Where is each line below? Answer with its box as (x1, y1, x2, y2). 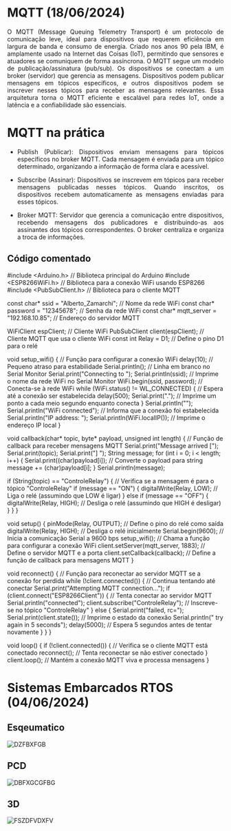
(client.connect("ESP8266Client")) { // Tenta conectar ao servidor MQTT (7, 591, 212, 600)
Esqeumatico (7, 722, 65, 734)
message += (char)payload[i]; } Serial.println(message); (7, 463, 166, 472)
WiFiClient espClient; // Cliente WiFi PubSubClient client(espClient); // (7, 327, 204, 335)
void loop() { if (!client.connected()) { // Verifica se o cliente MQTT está (7, 641, 208, 649)
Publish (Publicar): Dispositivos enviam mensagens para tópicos (16, 147, 224, 156)
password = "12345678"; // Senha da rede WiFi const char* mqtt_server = (7, 306, 217, 315)
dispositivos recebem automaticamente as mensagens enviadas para (16, 190, 224, 198)
